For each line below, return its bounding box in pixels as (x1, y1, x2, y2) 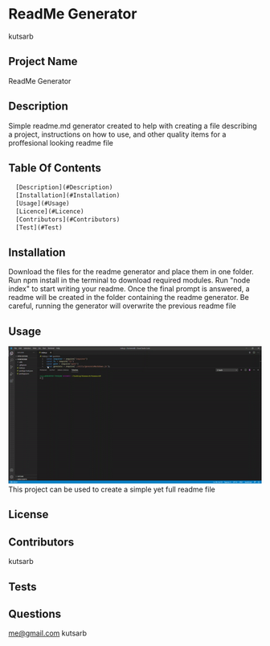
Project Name (8, 55, 78, 68)
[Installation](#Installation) (15, 191, 121, 200)
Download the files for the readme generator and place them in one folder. (8, 267, 255, 277)
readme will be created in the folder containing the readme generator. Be (8, 293, 249, 302)
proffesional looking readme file (8, 138, 114, 147)
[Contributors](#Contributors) (15, 216, 121, 224)
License (8, 508, 49, 521)
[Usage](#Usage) (15, 200, 70, 208)
